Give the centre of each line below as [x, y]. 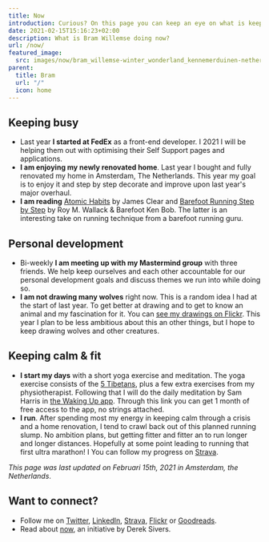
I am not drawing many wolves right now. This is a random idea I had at [139, 297]
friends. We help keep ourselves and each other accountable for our [132, 271]
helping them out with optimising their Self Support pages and [122, 151]
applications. [41, 159]
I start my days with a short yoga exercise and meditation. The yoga [132, 375]
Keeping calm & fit [55, 356]
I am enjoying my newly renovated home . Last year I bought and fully [136, 167]
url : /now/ [26, 46]
